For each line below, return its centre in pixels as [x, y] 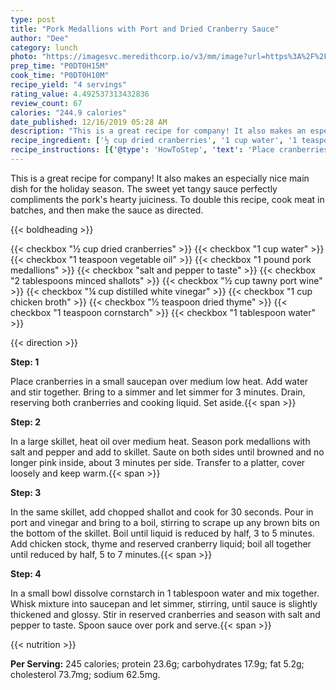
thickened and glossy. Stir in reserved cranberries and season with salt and [165, 614]
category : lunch [44, 47]
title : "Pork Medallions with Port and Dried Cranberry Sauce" [145, 29]
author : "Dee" [40, 38]
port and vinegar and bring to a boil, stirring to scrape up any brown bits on [165, 522]
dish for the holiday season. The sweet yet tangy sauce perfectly [144, 188]
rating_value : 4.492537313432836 [80, 94]
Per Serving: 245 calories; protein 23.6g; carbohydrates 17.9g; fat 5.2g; [157, 663]
